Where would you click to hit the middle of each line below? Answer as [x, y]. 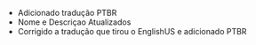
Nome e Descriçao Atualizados [74, 22]
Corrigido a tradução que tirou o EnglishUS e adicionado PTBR [132, 31]
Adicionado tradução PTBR [67, 13]
